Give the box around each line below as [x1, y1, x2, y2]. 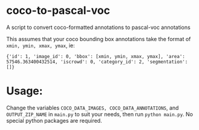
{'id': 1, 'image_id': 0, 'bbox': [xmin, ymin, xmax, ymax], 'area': [6, 53, 186, 59]
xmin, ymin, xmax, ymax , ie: [6, 42, 76, 49]
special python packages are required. [6, 117, 102, 124]
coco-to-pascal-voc [6, 4, 111, 18]
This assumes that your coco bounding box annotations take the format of [6, 35, 191, 42]
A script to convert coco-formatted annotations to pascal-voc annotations [6, 24, 191, 31]
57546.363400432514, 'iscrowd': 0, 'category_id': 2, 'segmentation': [6, 59, 188, 65]
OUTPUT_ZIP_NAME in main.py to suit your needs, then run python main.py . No [6, 110, 194, 118]
